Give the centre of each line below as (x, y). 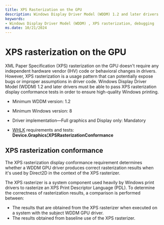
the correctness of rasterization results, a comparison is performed (73, 193)
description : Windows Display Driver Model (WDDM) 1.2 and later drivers (82, 14)
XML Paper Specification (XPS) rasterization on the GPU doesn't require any (82, 66)
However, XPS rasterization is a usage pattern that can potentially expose (79, 76)
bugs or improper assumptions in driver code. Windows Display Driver (76, 82)
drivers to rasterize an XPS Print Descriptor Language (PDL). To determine (80, 188)
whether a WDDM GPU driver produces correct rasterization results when (80, 168)
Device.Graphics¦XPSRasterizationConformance (63, 135)
